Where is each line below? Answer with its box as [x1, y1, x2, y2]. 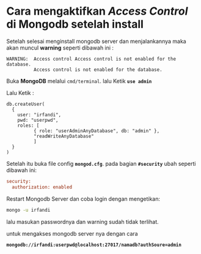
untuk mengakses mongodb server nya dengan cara [6, 230, 139, 237]
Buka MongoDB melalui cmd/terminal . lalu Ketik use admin [6, 77, 152, 84]
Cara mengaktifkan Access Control [6, 4, 188, 18]
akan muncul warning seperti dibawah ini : [6, 44, 114, 51]
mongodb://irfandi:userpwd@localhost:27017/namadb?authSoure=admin [6, 242, 182, 248]
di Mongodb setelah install [6, 17, 144, 31]
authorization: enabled [12, 184, 72, 190]
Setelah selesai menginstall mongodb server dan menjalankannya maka [6, 37, 186, 45]
